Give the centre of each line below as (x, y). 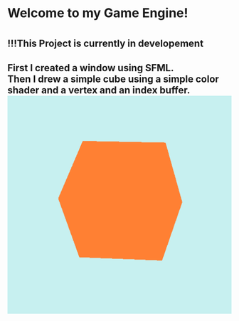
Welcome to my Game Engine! (98, 13)
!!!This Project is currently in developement (106, 44)
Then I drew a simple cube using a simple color (113, 79)
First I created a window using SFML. (91, 68)
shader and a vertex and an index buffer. (99, 90)
